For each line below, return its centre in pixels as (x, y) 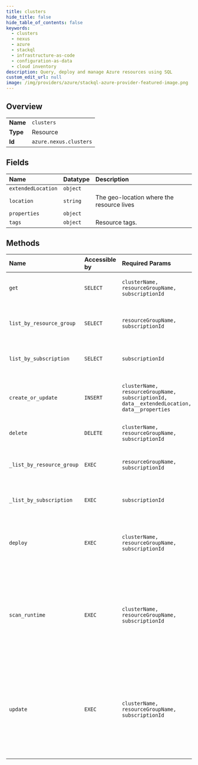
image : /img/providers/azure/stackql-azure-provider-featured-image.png (97, 83)
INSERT (94, 398)
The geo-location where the (134, 197)
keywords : (18, 28)
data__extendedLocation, (156, 404)
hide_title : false (29, 17)
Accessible (100, 260)
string (72, 201)
